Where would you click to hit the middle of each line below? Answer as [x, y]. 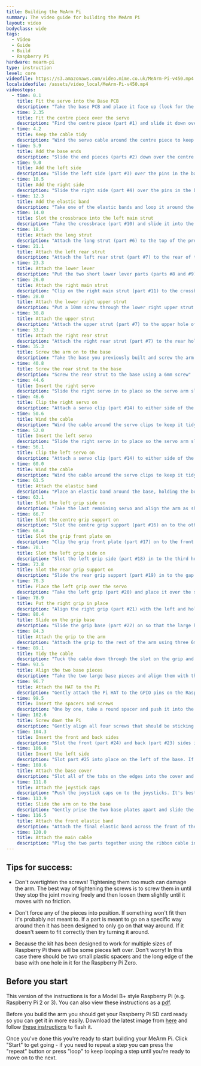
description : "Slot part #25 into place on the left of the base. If [106, 760]
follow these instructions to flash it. [49, 1026]
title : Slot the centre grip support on [68, 520]
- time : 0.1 [27, 95]
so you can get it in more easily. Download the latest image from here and [97, 1020]
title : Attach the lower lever [56, 269]
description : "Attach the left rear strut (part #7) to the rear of [104, 257]
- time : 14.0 [28, 213]
